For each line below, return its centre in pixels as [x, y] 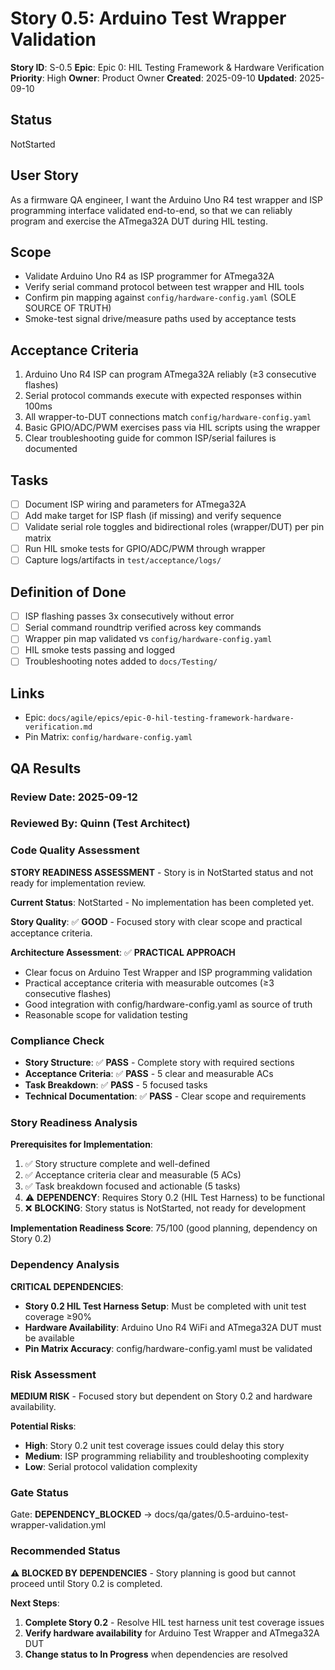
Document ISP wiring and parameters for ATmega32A [135, 504]
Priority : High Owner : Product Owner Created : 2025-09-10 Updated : [153, 78]
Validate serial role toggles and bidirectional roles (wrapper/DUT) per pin [174, 527]
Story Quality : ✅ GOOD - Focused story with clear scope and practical [156, 921]
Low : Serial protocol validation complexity [111, 1466]
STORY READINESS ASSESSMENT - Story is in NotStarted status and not [162, 872]
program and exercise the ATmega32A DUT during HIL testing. [139, 221]
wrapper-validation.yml [58, 1525]
